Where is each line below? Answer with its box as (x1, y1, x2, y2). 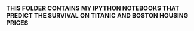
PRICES (6, 19, 29, 27)
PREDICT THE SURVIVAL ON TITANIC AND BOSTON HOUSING (6, 11, 189, 19)
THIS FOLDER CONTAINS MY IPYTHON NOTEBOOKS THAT (6, 4, 180, 12)
